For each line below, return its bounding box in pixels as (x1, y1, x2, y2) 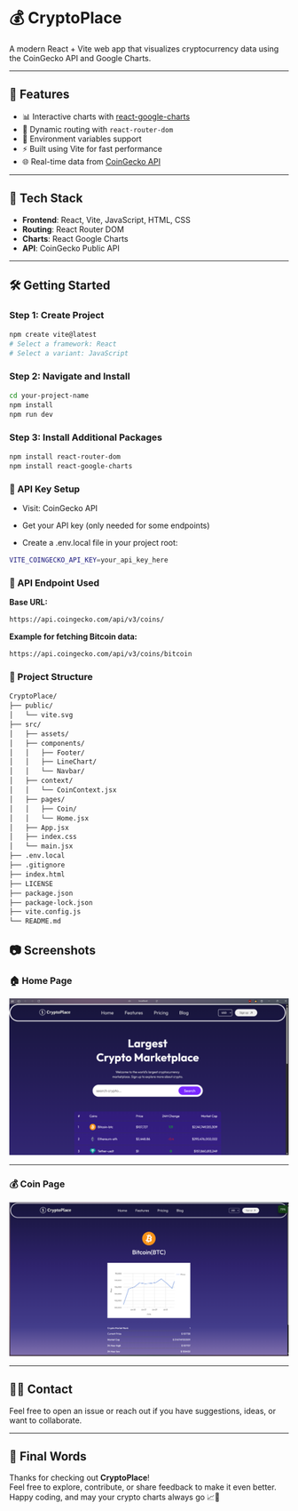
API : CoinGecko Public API (21, 243, 120, 253)
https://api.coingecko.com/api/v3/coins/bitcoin (9, 650, 192, 659)
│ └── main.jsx (9, 842, 74, 851)
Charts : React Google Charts (21, 233, 129, 244)
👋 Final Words (9, 1449, 87, 1464)
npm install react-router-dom (9, 452, 122, 461)
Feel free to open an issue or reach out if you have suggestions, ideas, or (9, 1405, 277, 1416)
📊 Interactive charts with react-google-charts (21, 111, 191, 122)
